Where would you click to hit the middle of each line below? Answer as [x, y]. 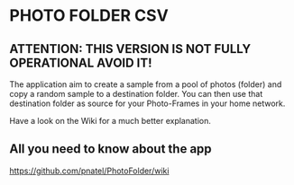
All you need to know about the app [110, 149]
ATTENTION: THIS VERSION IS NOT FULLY [130, 49]
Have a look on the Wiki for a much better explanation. [110, 121]
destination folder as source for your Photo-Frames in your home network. [147, 103]
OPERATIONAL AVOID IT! [81, 62]
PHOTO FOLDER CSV [89, 16]
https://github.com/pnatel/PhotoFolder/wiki [89, 171]
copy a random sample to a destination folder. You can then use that [136, 94]
